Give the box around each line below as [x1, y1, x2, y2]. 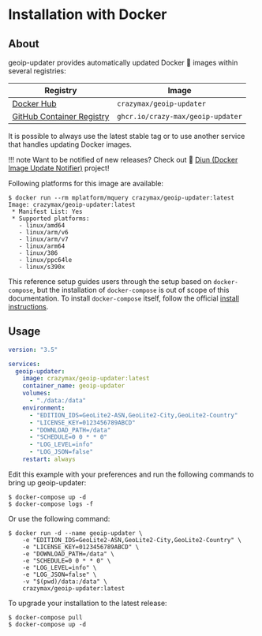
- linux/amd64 [18, 222, 65, 230]
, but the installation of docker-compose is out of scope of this [32, 286, 230, 294]
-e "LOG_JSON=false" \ [22, 571, 97, 578]
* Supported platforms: [11, 215, 90, 223]
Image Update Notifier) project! [8, 163, 110, 173]
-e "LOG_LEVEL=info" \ [22, 563, 97, 571]
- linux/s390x [18, 263, 65, 271]
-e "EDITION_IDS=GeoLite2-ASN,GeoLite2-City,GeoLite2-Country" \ [22, 536, 242, 544]
